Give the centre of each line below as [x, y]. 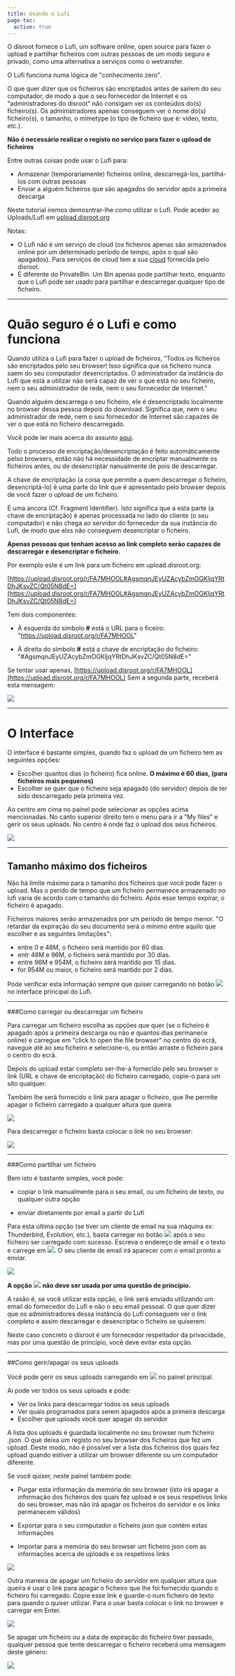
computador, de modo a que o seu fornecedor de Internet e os [97, 96]
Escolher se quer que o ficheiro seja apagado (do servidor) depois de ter [122, 788]
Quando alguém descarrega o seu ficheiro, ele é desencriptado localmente [115, 402]
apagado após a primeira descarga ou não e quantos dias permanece [107, 1033]
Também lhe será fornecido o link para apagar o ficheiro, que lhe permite [113, 1097]
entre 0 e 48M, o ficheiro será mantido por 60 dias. [91, 947]
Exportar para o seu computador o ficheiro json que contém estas [112, 1525]
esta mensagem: [31, 685]
